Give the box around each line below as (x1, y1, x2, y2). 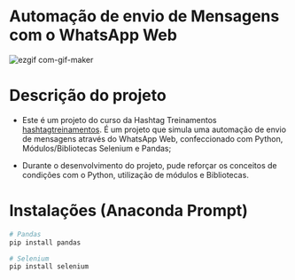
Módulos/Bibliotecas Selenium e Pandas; (21, 143, 172, 153)
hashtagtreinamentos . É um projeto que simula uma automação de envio (21, 124, 286, 135)
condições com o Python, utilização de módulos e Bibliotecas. (21, 169, 250, 180)
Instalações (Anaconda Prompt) (9, 201, 248, 221)
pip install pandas (9, 237, 82, 247)
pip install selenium (9, 262, 89, 271)
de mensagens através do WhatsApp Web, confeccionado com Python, (21, 133, 283, 144)
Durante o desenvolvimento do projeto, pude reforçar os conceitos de (21, 159, 277, 170)
